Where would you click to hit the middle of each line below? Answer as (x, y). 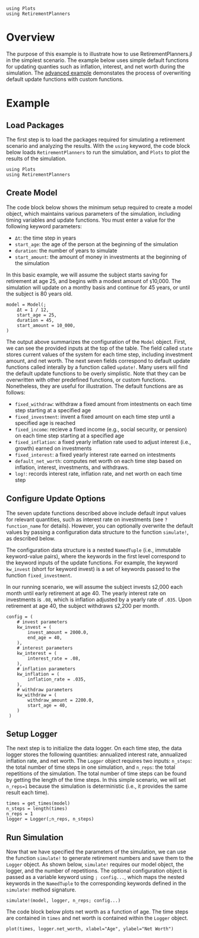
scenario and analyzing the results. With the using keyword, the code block (98, 145)
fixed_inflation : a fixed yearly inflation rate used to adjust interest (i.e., (103, 442)
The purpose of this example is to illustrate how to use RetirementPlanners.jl (99, 54)
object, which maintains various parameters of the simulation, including (94, 213)
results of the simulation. (36, 159)
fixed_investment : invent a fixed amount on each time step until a (95, 417)
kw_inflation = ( (38, 674)
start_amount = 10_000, (46, 325)
